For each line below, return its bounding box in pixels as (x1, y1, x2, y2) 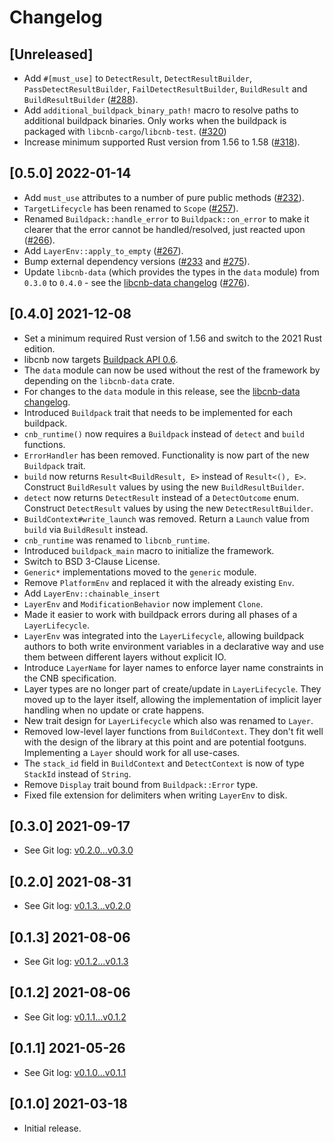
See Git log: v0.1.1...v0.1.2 (23, 1011, 127, 1023)
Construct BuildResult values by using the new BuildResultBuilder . (23, 481, 305, 493)
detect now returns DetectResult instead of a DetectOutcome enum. (23, 491, 300, 503)
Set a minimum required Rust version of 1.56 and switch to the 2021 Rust (23, 332, 323, 344)
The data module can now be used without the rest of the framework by (23, 364, 321, 376)
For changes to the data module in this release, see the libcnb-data (23, 385, 301, 397)
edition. (23, 342, 56, 355)
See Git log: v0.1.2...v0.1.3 (23, 956, 129, 968)
